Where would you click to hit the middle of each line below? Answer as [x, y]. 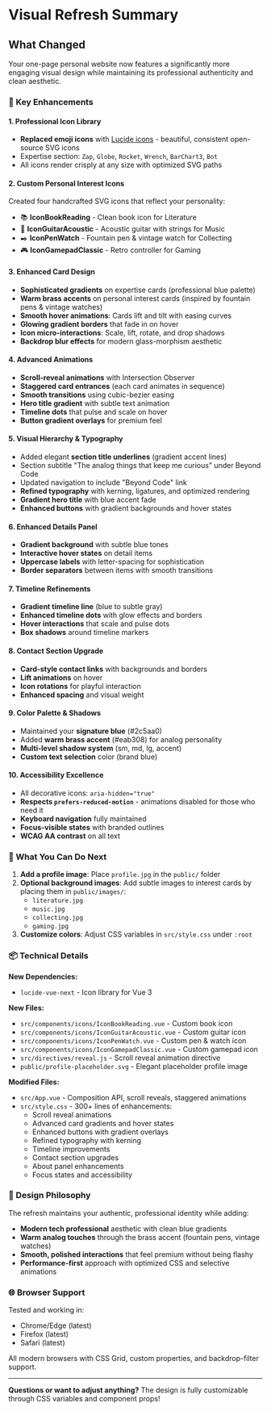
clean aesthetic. [35, 81]
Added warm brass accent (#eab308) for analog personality [121, 739]
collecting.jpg [57, 918]
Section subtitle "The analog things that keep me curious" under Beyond [140, 465]
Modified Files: [34, 1082]
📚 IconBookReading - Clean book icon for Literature [108, 217]
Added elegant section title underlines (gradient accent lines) [123, 457]
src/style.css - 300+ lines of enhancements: [96, 1106]
